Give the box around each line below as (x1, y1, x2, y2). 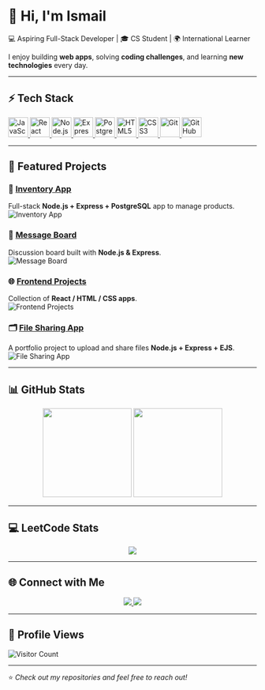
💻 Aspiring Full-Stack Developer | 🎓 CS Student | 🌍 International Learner (8, 33, 251, 43)
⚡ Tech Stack (8, 92, 74, 105)
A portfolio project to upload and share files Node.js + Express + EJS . (8, 343, 235, 353)
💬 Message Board (8, 229, 77, 240)
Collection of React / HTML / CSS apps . (8, 294, 138, 304)
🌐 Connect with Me (8, 576, 105, 590)
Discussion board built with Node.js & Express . (8, 247, 162, 257)
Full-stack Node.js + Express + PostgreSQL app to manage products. (8, 202, 235, 211)
